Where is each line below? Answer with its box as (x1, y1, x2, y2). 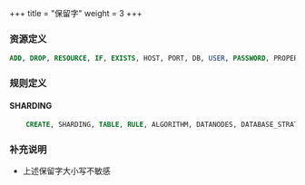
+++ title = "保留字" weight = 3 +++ (9, 8, 143, 18)
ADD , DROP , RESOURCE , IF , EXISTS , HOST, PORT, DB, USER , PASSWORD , (9, 54, 271, 63)
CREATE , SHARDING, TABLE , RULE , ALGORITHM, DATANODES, (25, 121, 238, 130)
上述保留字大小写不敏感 (22, 166, 111, 177)
